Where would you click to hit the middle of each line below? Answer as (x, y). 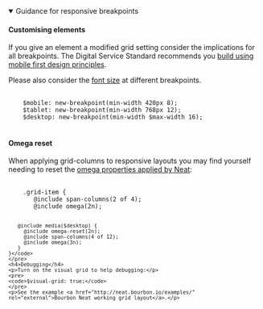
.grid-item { (45, 192)
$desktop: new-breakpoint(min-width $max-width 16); (113, 117)
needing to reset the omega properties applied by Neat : (101, 169)
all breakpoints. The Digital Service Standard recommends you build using (131, 56)
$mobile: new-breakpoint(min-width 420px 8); (101, 103)
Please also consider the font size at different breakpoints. (105, 80)
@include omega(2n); (68, 207)
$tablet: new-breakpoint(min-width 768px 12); (102, 111)
